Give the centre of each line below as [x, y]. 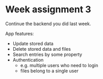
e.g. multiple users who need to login [59, 65]
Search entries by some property [47, 54]
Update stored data [33, 43]
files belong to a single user [49, 71]
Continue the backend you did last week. [48, 24]
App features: [20, 33]
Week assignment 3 [48, 9]
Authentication [28, 60]
